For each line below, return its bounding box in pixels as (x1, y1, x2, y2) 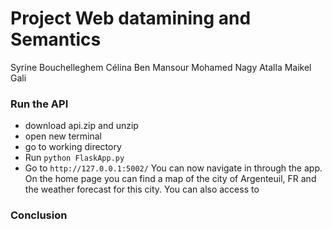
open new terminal (24, 130, 102, 142)
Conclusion (10, 208, 68, 222)
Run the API (10, 97, 69, 111)
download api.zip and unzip (24, 120, 139, 132)
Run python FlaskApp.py (24, 152, 125, 164)
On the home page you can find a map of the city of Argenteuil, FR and (24, 173, 317, 185)
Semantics (10, 28, 102, 51)
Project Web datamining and (10, 7, 252, 30)
